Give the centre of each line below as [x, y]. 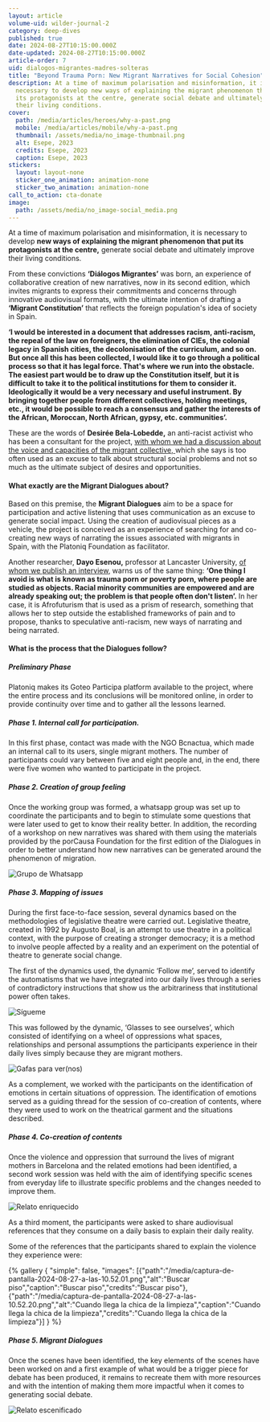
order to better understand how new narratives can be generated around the [135, 850]
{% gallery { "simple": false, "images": [72, 1271]
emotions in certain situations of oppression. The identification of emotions [133, 1093]
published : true [35, 38]
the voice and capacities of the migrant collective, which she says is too [127, 450]
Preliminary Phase [40, 667]
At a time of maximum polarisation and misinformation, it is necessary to [128, 233]
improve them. [32, 1191]
